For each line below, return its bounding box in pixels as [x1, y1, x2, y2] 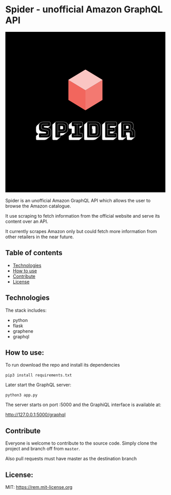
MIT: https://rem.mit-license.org [5, 484, 73, 490]
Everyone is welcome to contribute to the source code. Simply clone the [5, 440, 158, 446]
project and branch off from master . [5, 446, 80, 452]
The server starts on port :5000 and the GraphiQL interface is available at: [5, 402, 161, 408]
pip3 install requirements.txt [5, 373, 72, 378]
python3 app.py [5, 393, 38, 398]
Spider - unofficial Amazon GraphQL [5, 4, 163, 15]
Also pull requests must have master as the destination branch [5, 455, 137, 462]
